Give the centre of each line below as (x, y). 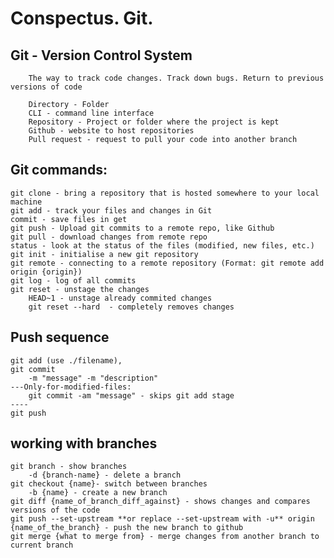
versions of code (46, 87)
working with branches (84, 443)
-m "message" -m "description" (93, 378)
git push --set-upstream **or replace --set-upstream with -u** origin (162, 519)
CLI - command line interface (91, 113)
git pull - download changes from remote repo (109, 237)
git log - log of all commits (73, 280)
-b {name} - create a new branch (98, 493)
